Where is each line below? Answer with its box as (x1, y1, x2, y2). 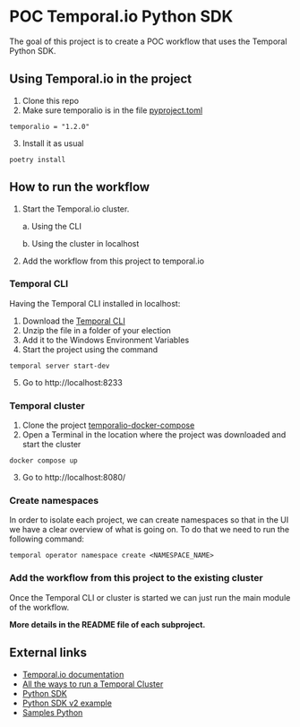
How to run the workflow (9, 179, 150, 195)
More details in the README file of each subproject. (9, 619, 206, 629)
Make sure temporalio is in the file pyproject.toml (21, 105, 203, 116)
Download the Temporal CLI (21, 316, 125, 326)
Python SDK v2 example (21, 697, 112, 708)
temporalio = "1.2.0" (9, 122, 90, 131)
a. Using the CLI (21, 221, 82, 231)
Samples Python (21, 706, 83, 718)
